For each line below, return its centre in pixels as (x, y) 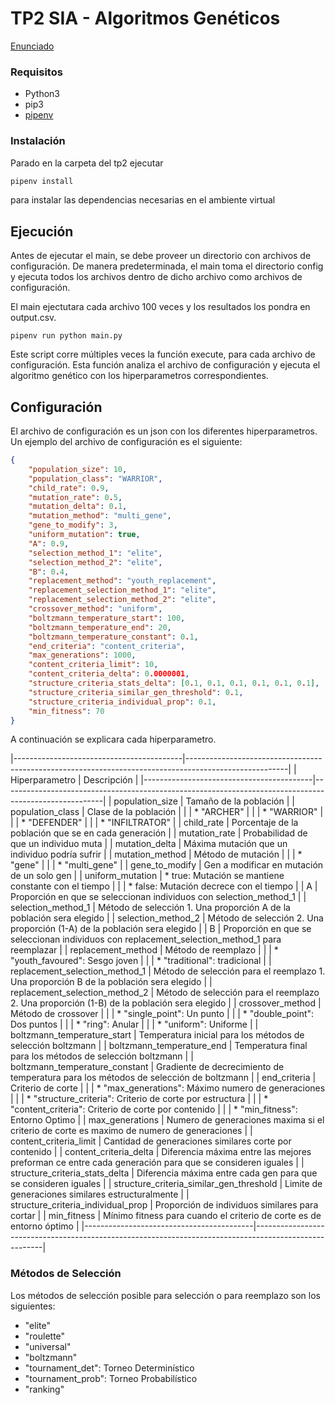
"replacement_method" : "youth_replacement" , (122, 581)
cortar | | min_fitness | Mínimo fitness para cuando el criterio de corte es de (166, 1216)
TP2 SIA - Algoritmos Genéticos (145, 18)
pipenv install (42, 181)
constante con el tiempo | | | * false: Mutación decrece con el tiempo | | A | (164, 886)
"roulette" (45, 1336)
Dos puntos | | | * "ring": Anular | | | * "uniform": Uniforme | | (134, 1024)
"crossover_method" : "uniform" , (95, 609)
